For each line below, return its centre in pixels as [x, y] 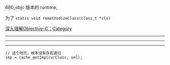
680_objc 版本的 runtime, [31, 7]
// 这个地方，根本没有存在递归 [33, 53]
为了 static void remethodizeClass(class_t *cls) [58, 18]
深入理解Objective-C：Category [39, 28]
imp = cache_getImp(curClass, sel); [44, 57]
